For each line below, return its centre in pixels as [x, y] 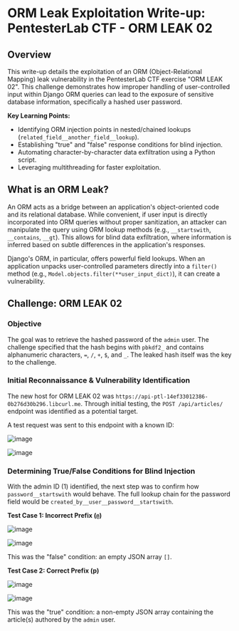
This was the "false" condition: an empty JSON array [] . [90, 557]
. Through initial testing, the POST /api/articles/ [152, 403]
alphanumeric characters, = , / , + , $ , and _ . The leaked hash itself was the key [119, 355]
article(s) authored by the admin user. [62, 620]
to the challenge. [32, 362]
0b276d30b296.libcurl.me [44, 404]
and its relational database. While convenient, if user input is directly [107, 214]
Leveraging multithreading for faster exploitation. [89, 167]
